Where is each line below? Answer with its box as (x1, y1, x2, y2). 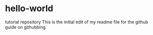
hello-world (5, 3, 54, 14)
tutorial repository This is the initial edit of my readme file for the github (5, 19, 148, 25)
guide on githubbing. (5, 24, 47, 30)
